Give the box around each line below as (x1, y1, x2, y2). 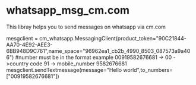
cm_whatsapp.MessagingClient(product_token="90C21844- (39, 34, 187, 42)
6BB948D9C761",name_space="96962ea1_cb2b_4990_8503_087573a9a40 (6, 47, 191, 54)
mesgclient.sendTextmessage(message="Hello (6, 66, 122, 73)
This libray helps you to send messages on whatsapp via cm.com (6, 23, 166, 30)
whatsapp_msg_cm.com (6, 4, 129, 17)
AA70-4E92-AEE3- (6, 41, 53, 48)
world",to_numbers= (123, 66, 173, 73)
